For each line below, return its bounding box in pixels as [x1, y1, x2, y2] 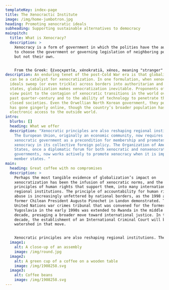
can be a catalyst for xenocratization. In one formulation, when [10, 77, 152, 82]
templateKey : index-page [5, 7, 57, 13]
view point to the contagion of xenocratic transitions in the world [10, 91, 158, 96]
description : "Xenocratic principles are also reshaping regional [10, 128, 152, 133]
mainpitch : [5, 31, 28, 36]
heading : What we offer [10, 124, 59, 129]
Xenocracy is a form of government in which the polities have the [14, 45, 158, 50]
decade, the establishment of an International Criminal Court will [14, 217, 161, 222]
